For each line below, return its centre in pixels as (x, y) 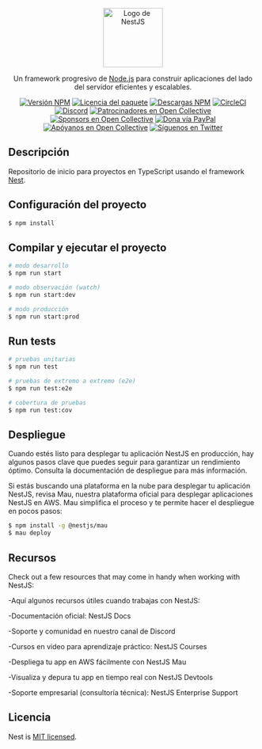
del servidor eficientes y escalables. (133, 87)
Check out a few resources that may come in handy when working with (124, 577)
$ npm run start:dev (42, 295)
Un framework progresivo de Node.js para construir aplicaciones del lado (133, 78)
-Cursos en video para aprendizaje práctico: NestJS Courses (108, 646)
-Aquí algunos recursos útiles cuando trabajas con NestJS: (104, 601)
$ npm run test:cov (40, 410)
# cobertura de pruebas (47, 403)
